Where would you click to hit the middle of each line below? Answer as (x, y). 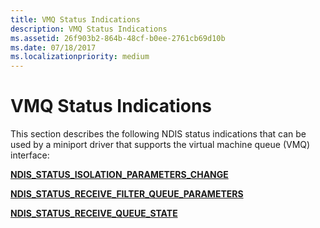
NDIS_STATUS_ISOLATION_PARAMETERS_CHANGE (119, 175)
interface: (30, 155)
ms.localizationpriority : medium (80, 57)
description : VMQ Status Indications (89, 29)
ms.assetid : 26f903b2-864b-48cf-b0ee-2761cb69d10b (118, 38)
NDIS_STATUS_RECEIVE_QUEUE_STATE (94, 213)
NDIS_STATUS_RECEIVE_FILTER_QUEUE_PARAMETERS (127, 194)
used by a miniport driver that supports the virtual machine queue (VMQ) (160, 145)
